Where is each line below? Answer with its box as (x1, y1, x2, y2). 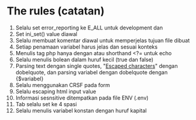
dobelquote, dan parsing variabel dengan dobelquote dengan (15, 68, 168, 76)
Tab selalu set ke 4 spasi (15, 100, 77, 107)
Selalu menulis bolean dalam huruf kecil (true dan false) (15, 56, 154, 63)
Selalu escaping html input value (15, 88, 97, 95)
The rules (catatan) (7, 4, 105, 18)
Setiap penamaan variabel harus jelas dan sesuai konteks (15, 43, 158, 50)
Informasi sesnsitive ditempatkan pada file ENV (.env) (15, 94, 149, 101)
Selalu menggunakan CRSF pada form (15, 81, 111, 88)
